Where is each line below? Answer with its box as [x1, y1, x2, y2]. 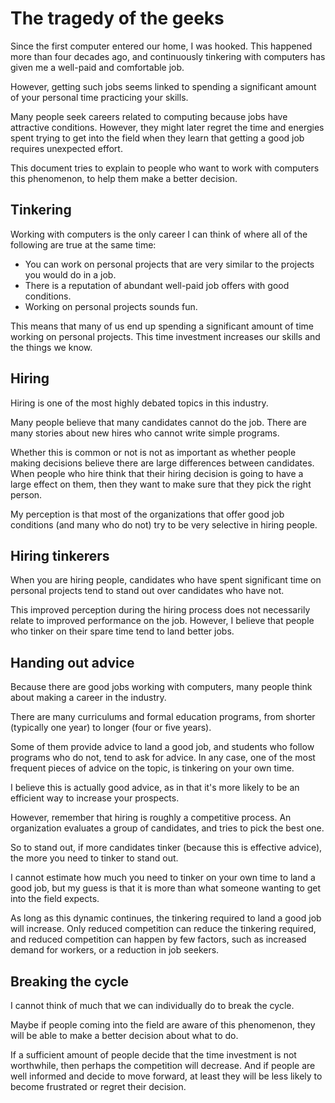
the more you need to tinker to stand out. [10, 852, 179, 864]
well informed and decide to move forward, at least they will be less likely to [10, 1070, 323, 1082]
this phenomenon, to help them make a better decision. [10, 172, 238, 184]
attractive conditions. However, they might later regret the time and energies [10, 121, 325, 133]
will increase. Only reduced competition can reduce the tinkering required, [10, 923, 317, 935]
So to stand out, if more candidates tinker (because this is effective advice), [10, 842, 323, 854]
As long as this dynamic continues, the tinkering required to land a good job [10, 912, 322, 924]
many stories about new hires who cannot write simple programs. [10, 427, 280, 439]
